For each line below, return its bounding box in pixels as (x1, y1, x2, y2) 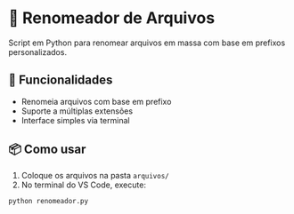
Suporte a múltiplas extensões (20, 106, 134, 116)
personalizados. (8, 46, 68, 57)
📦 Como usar (8, 142, 86, 157)
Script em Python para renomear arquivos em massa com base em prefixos (8, 37, 286, 48)
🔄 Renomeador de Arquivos (8, 8, 216, 28)
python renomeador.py (8, 196, 89, 205)
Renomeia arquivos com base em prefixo (20, 96, 172, 107)
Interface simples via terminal (20, 115, 130, 125)
